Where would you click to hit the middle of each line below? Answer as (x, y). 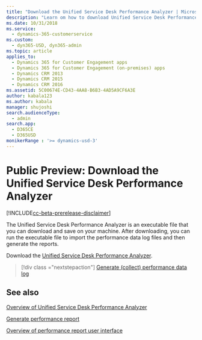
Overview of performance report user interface (65, 330)
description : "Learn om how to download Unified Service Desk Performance (102, 17)
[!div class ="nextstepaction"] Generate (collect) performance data (104, 267)
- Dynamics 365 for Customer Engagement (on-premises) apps (88, 68)
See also (23, 293)
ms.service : (21, 29)
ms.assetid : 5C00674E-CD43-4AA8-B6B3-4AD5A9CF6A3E (71, 90)
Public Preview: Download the (83, 170)
